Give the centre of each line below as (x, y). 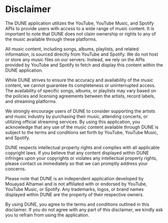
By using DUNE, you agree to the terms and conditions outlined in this (77, 204)
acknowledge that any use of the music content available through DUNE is (82, 127)
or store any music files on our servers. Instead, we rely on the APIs (75, 59)
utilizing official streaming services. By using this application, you (73, 122)
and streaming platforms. (31, 101)
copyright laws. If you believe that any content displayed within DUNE (77, 153)
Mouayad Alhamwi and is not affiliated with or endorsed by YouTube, (76, 184)
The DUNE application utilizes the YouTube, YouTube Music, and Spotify (80, 23)
